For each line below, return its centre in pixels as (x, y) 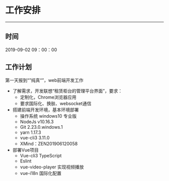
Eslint (26, 161)
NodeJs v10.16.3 (37, 122)
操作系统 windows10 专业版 (48, 116)
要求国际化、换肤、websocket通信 (56, 103)
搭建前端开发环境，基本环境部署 (46, 110)
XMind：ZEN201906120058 (49, 143)
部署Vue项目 (25, 150)
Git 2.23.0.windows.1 (41, 127)
